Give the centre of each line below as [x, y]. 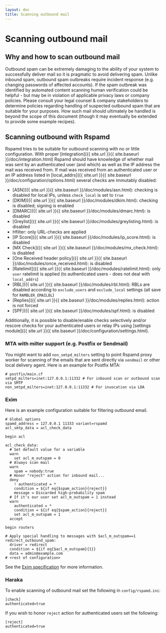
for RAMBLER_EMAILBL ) [33, 295]
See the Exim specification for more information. [54, 567]
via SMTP [14, 383]
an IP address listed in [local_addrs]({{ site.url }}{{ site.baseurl [68, 175]
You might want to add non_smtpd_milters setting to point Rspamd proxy [79, 355]
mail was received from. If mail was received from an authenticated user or [81, 170]
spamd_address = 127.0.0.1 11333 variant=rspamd [56, 423]
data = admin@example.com [36, 553]
